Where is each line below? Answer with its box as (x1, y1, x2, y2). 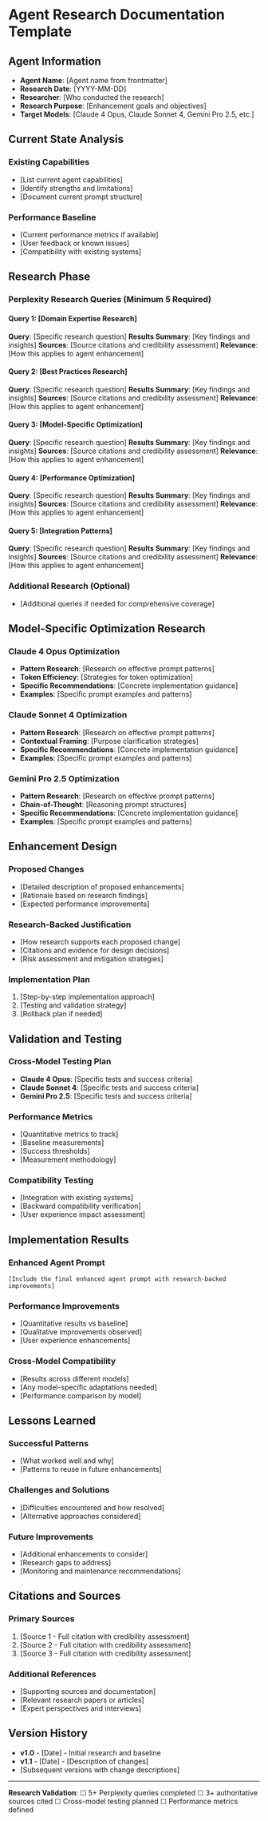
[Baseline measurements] (19, 1138, 104, 1147)
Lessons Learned (8, 1414, 96, 1428)
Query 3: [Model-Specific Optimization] (8, 419, 144, 429)
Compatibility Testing (8, 1175, 94, 1186)
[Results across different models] (19, 1374, 129, 1383)
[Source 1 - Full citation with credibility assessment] (19, 1632, 190, 1641)
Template (8, 22, 72, 41)
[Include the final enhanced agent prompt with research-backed (8, 1275, 227, 1283)
